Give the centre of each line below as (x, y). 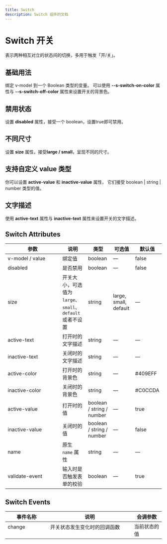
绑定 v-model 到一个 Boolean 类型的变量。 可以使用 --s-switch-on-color (80, 86)
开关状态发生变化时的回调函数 (85, 527)
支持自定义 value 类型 (38, 169)
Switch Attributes (33, 234)
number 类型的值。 (25, 188)
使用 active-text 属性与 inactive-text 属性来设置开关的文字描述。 (72, 218)
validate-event (25, 476)
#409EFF (146, 374)
